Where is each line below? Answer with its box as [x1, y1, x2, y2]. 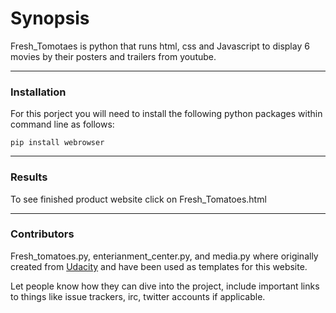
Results [10, 170, 48, 184]
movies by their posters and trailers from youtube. [10, 50, 217, 62]
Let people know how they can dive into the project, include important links [10, 280, 320, 292]
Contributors [10, 227, 75, 241]
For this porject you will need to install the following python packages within [10, 108, 323, 120]
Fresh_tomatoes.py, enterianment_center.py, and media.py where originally [10, 250, 319, 262]
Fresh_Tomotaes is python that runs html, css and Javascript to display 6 [10, 40, 310, 52]
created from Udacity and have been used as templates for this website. [10, 260, 308, 272]
